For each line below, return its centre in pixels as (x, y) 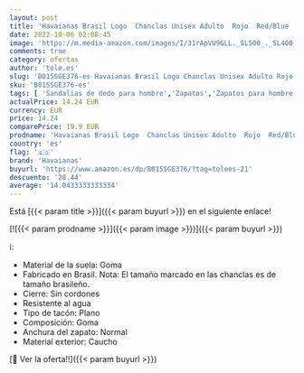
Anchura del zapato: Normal (75, 332)
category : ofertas (44, 60)
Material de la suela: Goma (72, 265)
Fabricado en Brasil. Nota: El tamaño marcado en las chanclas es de (149, 275)
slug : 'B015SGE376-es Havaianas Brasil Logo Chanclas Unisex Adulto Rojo (152, 77)
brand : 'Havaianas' (46, 160)
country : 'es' (36, 144)
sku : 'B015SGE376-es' (50, 85)
